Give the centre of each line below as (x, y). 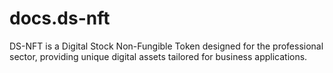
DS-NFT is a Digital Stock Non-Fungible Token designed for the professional (166, 46)
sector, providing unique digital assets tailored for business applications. (158, 56)
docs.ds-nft (60, 18)
